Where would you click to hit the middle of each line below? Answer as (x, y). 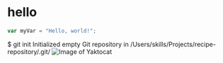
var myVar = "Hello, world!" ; (52, 31)
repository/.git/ (29, 51)
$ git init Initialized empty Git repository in (68, 44)
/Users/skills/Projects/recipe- (173, 44)
